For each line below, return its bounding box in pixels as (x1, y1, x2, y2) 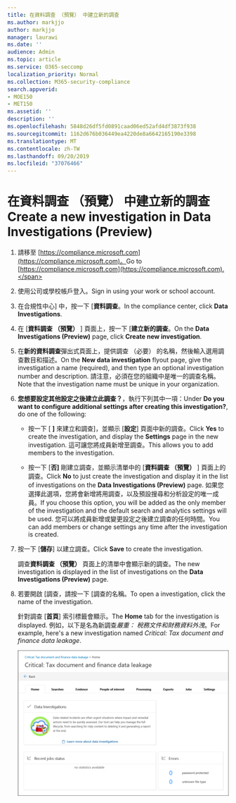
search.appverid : (7, 85, 58, 93)
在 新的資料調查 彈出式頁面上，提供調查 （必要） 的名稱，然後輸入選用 (17, 347, 218, 355)
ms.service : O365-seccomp (7, 63, 83, 71)
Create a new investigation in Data (7, 209, 211, 225)
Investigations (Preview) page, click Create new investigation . (17, 332, 202, 341)
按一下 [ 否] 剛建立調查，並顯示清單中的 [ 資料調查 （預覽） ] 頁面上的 (27, 463, 226, 472)
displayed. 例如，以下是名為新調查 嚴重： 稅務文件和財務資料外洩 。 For (17, 621, 221, 630)
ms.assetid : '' (7, 108, 52, 116)
